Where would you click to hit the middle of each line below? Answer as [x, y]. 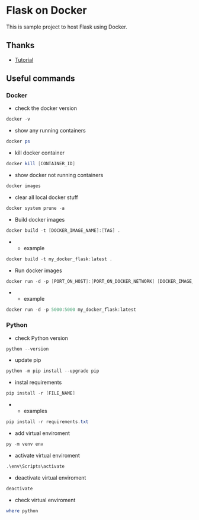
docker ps [18, 141]
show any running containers [50, 131]
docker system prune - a [36, 208]
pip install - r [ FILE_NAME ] [41, 393]
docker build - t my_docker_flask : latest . [59, 259]
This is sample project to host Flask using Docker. [67, 27]
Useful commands [41, 79]
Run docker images [38, 270]
